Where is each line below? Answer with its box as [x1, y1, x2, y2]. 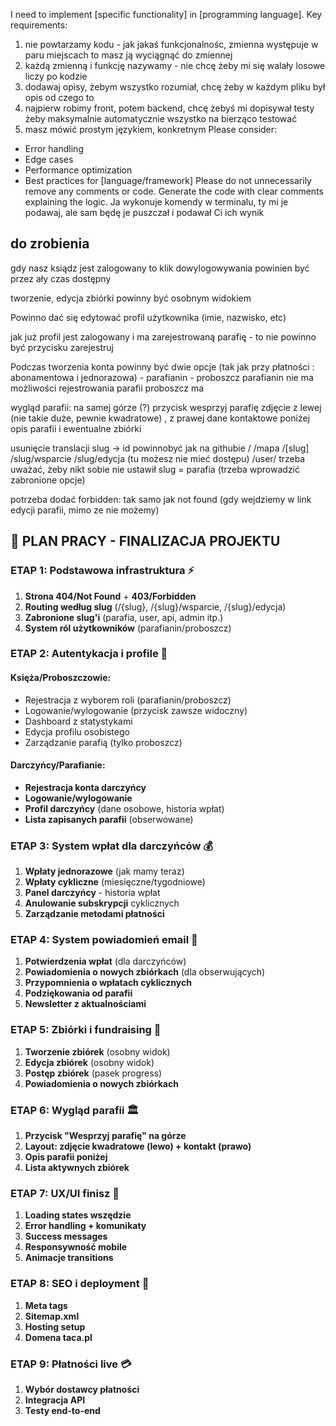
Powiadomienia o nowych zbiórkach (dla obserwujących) [24, 966, 266, 978]
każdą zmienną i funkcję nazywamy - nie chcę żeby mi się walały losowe [24, 60, 326, 71]
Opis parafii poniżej [24, 1151, 108, 1163]
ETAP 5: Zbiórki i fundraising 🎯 [10, 1023, 162, 1037]
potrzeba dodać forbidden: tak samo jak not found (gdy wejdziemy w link [10, 493, 312, 505]
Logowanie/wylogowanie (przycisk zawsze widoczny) [24, 704, 248, 716]
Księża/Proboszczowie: [10, 672, 112, 684]
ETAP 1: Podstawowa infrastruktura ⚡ [10, 564, 195, 578]
